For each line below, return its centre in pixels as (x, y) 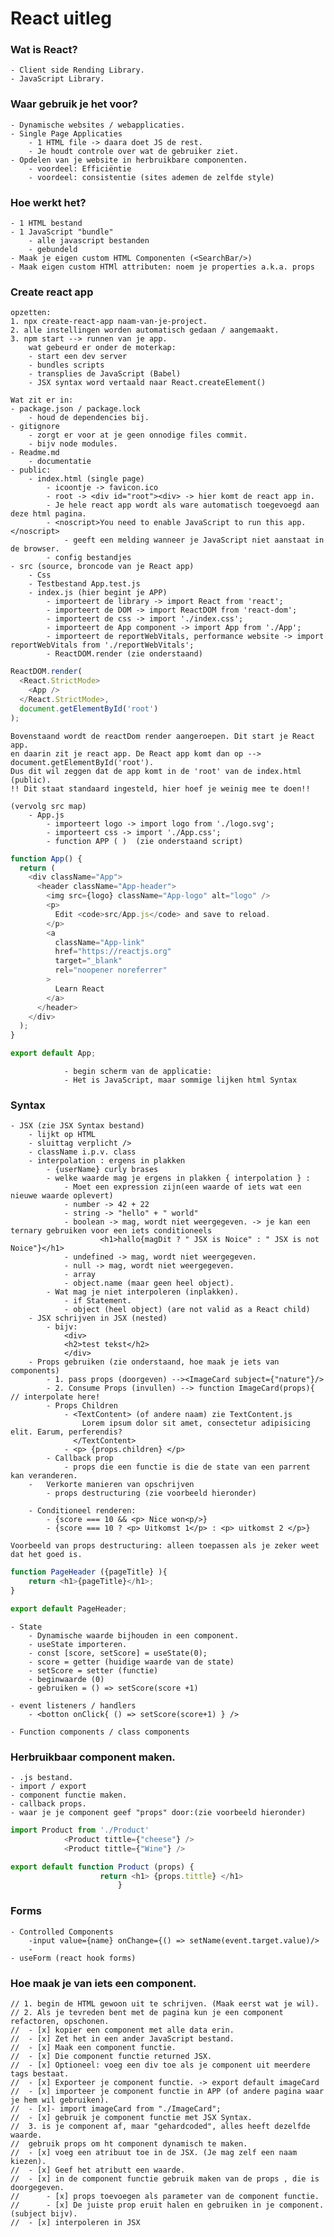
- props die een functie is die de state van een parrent (187, 1467)
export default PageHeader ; (69, 1608)
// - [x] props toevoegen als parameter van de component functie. (165, 2196)
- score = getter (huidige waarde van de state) (131, 1662)
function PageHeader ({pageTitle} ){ (89, 1572)
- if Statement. (97, 1301)
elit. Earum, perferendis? (66, 1432)
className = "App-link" (99, 942)
